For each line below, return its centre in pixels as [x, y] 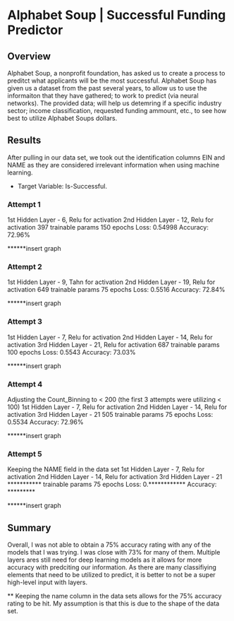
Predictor [35, 30]
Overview [29, 56]
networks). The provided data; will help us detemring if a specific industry [115, 103]
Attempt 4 [25, 384]
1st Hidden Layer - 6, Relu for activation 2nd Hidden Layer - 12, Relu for [110, 220]
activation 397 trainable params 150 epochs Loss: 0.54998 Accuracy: [108, 227]
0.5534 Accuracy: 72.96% [45, 422]
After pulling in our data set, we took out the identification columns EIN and [116, 157]
